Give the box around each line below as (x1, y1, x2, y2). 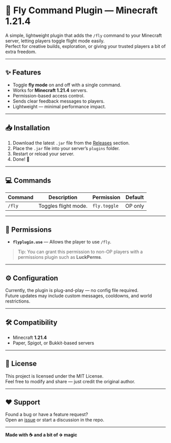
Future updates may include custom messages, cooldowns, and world (5, 293, 152, 299)
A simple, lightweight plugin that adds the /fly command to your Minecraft (5, 32, 162, 38)
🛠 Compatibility (5, 318, 58, 327)
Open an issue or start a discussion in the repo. (5, 417, 104, 423)
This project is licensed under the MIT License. (5, 373, 104, 379)
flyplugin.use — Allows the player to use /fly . (12, 239, 111, 245)
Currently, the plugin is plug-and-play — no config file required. (5, 287, 139, 293)
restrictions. (5, 298, 31, 304)
